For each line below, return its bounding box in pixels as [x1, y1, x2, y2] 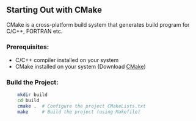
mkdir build [17, 92, 48, 98]
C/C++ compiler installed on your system [15, 57, 119, 64]
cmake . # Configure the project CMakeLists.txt [17, 103, 147, 109]
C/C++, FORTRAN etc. [6, 27, 63, 35]
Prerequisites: [6, 43, 49, 51]
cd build [17, 97, 40, 104]
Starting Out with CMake [6, 5, 103, 15]
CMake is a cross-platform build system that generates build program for [6, 21, 190, 28]
